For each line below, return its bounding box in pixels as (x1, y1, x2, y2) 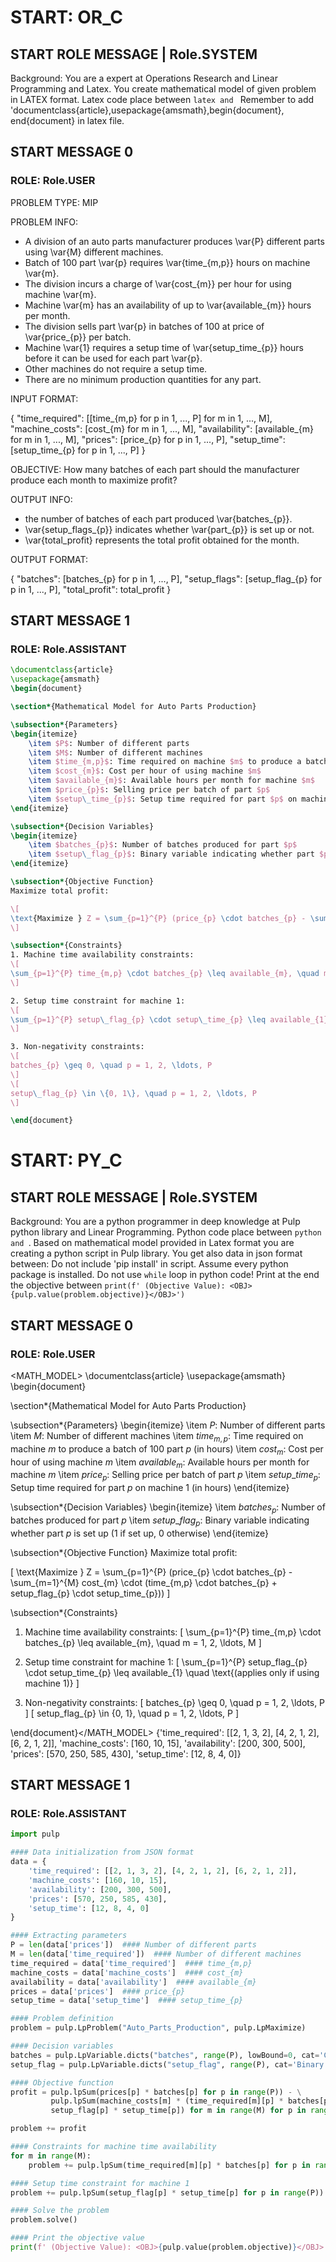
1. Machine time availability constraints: (10, 950, 195, 960)
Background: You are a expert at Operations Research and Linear (10, 72, 278, 84)
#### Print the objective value (10, 2233, 145, 2243)
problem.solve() (10, 2215, 78, 2225)
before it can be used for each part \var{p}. (24, 352, 203, 364)
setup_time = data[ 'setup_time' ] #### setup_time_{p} (10, 1996, 244, 2006)
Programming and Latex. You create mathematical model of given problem (10, 83, 317, 95)
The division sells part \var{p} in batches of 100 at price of (24, 320, 265, 332)
